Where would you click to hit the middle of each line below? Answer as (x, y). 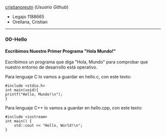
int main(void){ (22, 90)
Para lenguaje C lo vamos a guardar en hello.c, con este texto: (68, 77)
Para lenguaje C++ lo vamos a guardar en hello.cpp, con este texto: (74, 108)
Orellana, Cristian (30, 22)
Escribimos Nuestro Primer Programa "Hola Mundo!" (61, 51)
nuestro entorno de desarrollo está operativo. (51, 67)
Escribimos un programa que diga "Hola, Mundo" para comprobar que (77, 62)
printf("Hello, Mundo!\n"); (34, 95)
